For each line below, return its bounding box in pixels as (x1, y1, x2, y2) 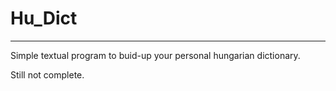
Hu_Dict (10, 7, 78, 30)
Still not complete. (10, 68, 85, 81)
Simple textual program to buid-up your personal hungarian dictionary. (10, 49, 301, 61)
